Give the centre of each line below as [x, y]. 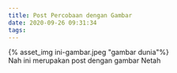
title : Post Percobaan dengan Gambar [70, 15]
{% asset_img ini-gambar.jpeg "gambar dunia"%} [89, 53]
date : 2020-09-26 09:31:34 [53, 23]
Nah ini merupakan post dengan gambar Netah [85, 60]
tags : [17, 30]
